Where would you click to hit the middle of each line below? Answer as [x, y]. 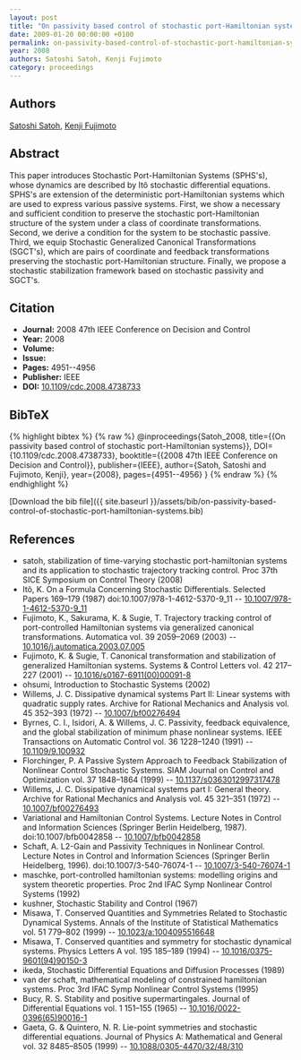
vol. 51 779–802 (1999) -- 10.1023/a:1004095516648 [118, 932]
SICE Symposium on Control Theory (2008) [103, 580]
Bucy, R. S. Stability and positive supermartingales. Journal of [136, 998]
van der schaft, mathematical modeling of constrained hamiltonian [144, 979]
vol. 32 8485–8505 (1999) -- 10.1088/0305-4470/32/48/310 [133, 1046]
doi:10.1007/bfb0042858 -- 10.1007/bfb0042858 [112, 836]
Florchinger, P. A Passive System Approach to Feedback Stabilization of [155, 760]
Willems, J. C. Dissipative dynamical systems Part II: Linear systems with [156, 694]
